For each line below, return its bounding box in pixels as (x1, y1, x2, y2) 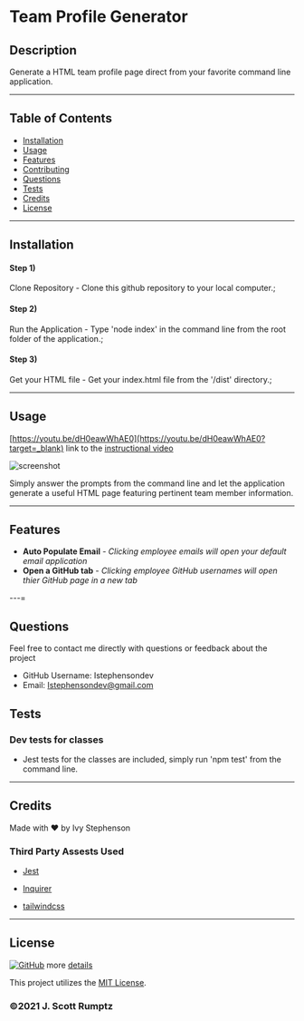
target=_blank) (9, 442, 64, 453)
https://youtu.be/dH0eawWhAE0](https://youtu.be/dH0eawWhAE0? (12, 433, 266, 443)
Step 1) (9, 262, 36, 273)
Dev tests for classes (9, 733, 104, 745)
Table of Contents (9, 111, 113, 126)
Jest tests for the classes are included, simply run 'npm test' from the (22, 754, 282, 764)
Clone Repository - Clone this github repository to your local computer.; (9, 283, 276, 294)
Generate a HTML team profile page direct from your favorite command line (9, 66, 291, 77)
